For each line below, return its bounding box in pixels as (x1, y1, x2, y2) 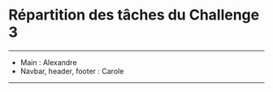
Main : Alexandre (19, 57, 77, 67)
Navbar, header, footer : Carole (19, 66, 124, 76)
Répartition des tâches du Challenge (8, 6, 260, 24)
